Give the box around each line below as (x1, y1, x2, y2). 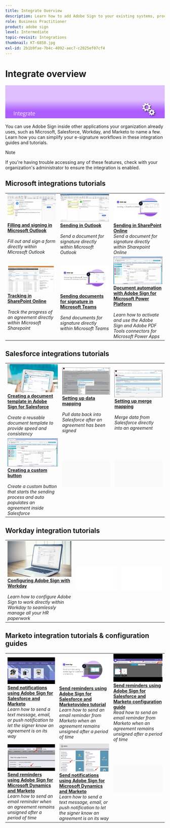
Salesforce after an (62, 417, 102, 423)
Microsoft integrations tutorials (5, 179, 106, 188)
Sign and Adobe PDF (113, 323, 157, 329)
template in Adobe (7, 398, 47, 404)
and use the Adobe (113, 317, 153, 323)
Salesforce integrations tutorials (5, 350, 110, 358)
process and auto (7, 494, 45, 500)
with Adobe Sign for (113, 290, 157, 296)
